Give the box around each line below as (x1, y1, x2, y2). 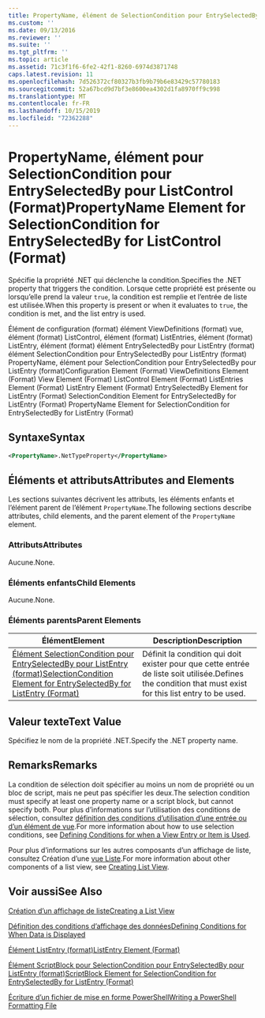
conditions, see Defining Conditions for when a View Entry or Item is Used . (8, 830, 251, 840)
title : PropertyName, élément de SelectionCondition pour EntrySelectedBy (8, 11, 259, 20)
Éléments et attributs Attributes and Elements (8, 473, 235, 486)
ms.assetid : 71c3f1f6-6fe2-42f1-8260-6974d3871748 (8, 63, 178, 71)
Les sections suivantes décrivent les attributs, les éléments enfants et (8, 494, 235, 504)
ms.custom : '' (8, 19, 55, 27)
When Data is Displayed (8, 930, 86, 939)
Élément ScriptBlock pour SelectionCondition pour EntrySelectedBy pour (8, 960, 244, 970)
